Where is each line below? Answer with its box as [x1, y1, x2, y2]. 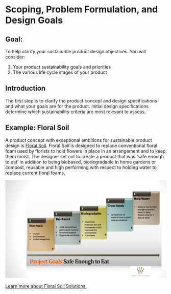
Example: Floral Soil [5, 123, 69, 132]
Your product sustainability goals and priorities [12, 64, 111, 70]
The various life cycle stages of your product [12, 69, 107, 75]
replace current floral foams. [5, 170, 65, 176]
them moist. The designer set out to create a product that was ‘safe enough [5, 153, 164, 159]
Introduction [5, 84, 46, 93]
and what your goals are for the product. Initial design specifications [5, 103, 149, 109]
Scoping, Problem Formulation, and [5, 4, 158, 15]
